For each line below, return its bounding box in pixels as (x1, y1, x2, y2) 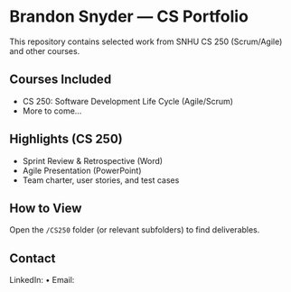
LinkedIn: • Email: (9, 275, 75, 286)
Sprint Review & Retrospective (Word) (22, 155, 164, 166)
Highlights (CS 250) (9, 132, 124, 147)
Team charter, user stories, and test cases (22, 174, 180, 186)
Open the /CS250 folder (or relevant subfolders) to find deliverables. (9, 224, 260, 235)
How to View (9, 200, 82, 215)
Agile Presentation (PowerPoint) (22, 165, 142, 176)
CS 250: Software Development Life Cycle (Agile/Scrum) (22, 96, 233, 106)
